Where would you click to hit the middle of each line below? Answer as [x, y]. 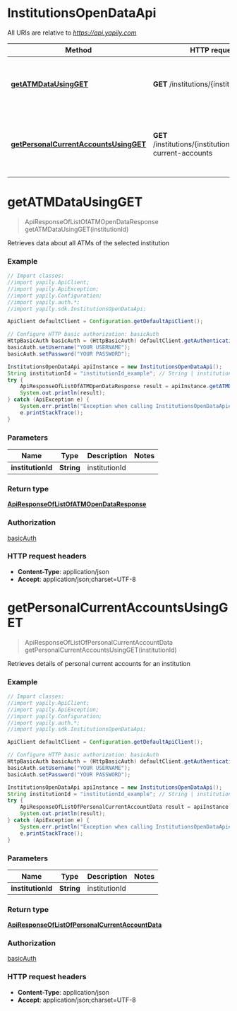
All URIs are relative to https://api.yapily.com [72, 33]
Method [79, 49]
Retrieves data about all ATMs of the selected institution [89, 242]
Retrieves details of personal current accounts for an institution [99, 663]
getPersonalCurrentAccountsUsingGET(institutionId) [101, 650]
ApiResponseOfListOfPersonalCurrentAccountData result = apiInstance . [126, 807]
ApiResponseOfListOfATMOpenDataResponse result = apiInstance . [115, 387]
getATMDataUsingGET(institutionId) [77, 229]
